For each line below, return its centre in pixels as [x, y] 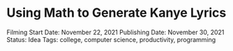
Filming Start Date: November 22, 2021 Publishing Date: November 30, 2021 [115, 32]
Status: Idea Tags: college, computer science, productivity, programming [111, 39]
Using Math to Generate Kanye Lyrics [116, 13]
